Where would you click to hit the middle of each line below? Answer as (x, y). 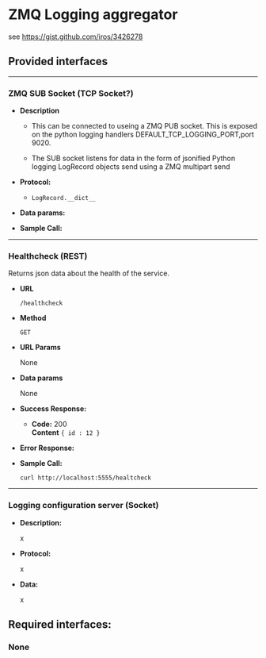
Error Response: (47, 448)
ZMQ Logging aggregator (93, 15)
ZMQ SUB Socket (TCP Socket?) (71, 93)
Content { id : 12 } (66, 433)
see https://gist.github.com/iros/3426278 (76, 37)
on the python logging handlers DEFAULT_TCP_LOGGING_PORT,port (143, 135)
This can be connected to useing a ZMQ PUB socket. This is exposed (144, 126)
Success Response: (53, 409)
